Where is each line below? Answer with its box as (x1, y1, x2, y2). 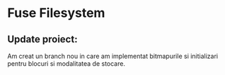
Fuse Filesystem (7, 5, 105, 21)
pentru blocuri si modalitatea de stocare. (7, 59, 126, 68)
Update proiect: (7, 33, 78, 45)
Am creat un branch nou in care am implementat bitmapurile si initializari (7, 52, 219, 60)
